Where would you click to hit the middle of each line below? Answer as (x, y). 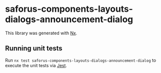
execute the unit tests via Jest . (36, 65)
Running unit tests (34, 48)
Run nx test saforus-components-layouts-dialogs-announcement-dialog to (81, 60)
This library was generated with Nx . (41, 33)
